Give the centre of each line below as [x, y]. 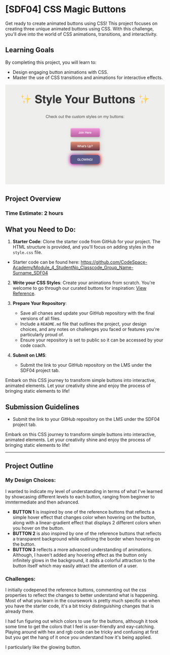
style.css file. [27, 252]
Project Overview [33, 199]
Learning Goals [30, 50]
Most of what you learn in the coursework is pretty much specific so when [83, 601]
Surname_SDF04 [30, 273]
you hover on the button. [38, 528]
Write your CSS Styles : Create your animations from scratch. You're [84, 283]
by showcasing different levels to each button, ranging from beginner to [80, 496]
